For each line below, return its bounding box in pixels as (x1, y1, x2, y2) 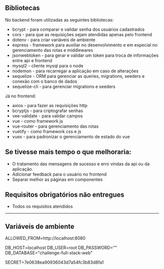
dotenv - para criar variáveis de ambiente (12, 37, 96, 43)
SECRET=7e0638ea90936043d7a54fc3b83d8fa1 (5, 259, 104, 266)
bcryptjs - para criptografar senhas (12, 108, 83, 113)
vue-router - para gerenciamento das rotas (12, 123, 99, 129)
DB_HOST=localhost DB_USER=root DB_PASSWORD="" (5, 245, 117, 251)
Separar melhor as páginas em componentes (12, 176, 103, 182)
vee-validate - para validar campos (12, 112, 83, 119)
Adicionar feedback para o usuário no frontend (12, 171, 107, 177)
